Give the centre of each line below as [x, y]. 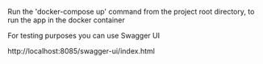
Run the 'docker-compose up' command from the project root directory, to [131, 12]
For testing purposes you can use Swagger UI [84, 36]
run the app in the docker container [67, 20]
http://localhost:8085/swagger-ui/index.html [81, 51]
